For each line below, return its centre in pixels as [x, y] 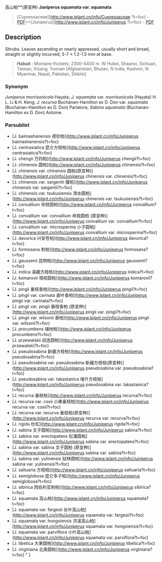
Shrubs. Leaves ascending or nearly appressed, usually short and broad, [77, 49]
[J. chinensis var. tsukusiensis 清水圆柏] [52, 193]
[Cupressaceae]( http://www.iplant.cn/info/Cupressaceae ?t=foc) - [83, 17]
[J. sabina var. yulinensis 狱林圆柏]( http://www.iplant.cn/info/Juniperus [82, 459]
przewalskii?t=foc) [30, 346]
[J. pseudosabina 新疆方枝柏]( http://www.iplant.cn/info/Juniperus [77, 352]
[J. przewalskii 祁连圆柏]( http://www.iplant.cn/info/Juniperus [72, 340]
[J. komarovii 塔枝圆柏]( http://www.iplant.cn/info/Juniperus [71, 278]
